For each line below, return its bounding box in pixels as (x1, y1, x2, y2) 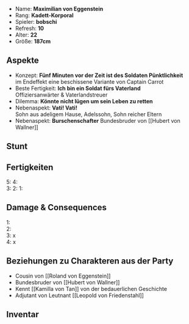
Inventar (6, 309, 39, 320)
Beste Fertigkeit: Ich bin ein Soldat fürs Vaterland (15, 84, 141, 92)
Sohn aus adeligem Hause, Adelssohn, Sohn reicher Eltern (15, 110, 162, 118)
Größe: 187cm (15, 38, 51, 45)
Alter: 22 (15, 31, 38, 39)
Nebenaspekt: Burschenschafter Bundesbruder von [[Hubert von (15, 117, 181, 124)
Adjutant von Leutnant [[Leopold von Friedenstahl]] (15, 292, 144, 299)
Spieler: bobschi (15, 18, 57, 25)
